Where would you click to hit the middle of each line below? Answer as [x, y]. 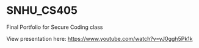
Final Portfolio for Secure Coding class [55, 27]
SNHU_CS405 [42, 10]
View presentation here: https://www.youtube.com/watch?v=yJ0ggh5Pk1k [99, 38]
